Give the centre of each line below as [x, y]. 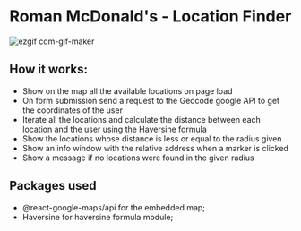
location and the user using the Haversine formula [115, 129]
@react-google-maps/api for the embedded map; [114, 207]
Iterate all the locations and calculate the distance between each [142, 119]
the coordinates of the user [73, 110]
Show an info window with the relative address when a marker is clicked [155, 148]
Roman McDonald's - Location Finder [150, 17]
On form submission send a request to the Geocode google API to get [151, 100]
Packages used [53, 186]
